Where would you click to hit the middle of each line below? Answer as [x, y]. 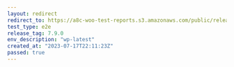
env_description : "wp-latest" [51, 40]
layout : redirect [32, 14]
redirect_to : [26, 20]
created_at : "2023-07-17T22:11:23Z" [60, 46]
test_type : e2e [29, 27]
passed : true [26, 53]
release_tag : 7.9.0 [36, 33]
